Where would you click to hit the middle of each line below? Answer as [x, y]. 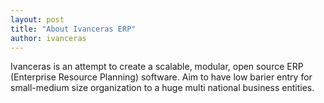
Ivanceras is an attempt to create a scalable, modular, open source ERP [157, 67]
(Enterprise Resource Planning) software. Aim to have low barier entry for [161, 77]
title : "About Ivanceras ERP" [73, 29]
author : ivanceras [48, 38]
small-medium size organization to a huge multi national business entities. [162, 88]
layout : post [37, 19]
